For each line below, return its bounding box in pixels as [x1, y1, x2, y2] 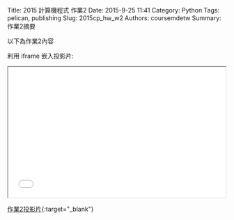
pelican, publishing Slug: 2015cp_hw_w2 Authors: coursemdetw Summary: [7, 14, 221, 22]
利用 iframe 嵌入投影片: [7, 52, 75, 60]
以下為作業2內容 [7, 37, 54, 45]
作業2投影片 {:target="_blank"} [7, 205, 94, 213]
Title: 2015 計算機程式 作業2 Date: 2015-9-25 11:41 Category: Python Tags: [7, 6, 220, 14]
